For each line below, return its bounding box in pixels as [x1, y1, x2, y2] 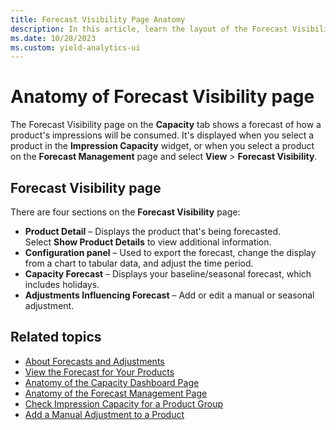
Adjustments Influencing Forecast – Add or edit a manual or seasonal [24, 289, 315, 301]
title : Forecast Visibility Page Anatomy [10, 14, 186, 25]
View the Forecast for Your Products [24, 366, 175, 378]
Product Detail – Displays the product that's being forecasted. [24, 226, 282, 237]
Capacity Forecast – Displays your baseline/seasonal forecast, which [24, 268, 312, 280]
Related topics [10, 329, 102, 346]
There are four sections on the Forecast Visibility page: [10, 206, 241, 218]
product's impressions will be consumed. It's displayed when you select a [10, 129, 315, 141]
